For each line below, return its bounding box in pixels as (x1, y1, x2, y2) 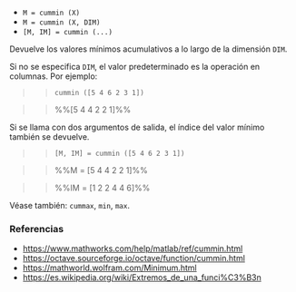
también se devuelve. (9, 131, 90, 142)
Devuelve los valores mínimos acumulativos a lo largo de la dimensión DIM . (9, 44, 288, 54)
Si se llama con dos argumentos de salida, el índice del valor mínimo (9, 122, 265, 132)
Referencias (9, 222, 64, 235)
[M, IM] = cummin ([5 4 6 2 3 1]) (54, 149, 185, 158)
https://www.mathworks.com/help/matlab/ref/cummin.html (22, 243, 243, 254)
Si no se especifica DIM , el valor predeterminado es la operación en (9, 62, 261, 72)
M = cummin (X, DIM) (22, 18, 101, 27)
